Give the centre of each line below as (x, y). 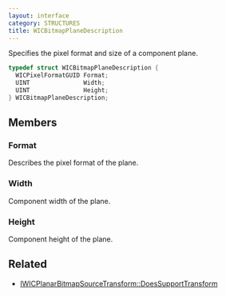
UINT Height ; (62, 90)
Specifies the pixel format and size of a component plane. (103, 54)
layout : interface (39, 16)
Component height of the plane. (61, 239)
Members (33, 123)
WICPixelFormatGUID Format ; (62, 76)
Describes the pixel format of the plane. (73, 163)
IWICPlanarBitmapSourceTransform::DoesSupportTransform (119, 283)
